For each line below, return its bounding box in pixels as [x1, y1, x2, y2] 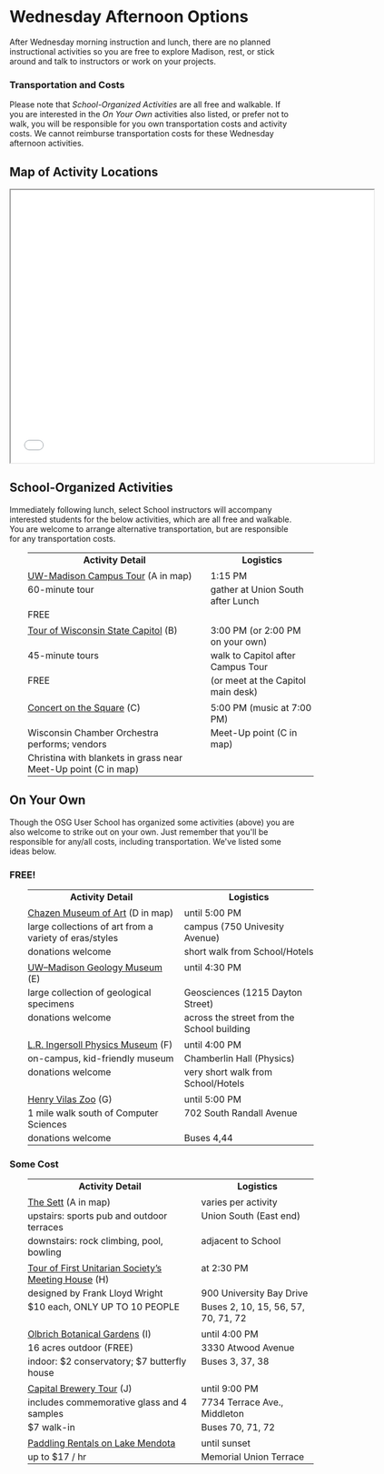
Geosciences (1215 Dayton [183, 986, 302, 998]
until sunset [201, 1437, 251, 1449]
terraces [27, 1221, 64, 1234]
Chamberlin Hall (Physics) [183, 1052, 295, 1065]
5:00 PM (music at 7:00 [210, 701, 312, 714]
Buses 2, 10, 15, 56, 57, [201, 1300, 306, 1313]
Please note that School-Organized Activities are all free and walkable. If [9, 99, 281, 110]
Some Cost [9, 1158, 59, 1170]
